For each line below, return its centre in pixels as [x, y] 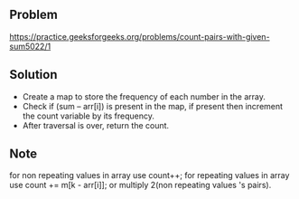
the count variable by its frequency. [89, 116]
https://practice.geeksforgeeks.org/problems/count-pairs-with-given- [140, 36]
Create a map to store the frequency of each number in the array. [144, 96]
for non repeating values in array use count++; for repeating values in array [149, 175]
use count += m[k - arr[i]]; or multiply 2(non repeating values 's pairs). [140, 185]
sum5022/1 [30, 46]
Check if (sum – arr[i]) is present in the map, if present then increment [152, 106]
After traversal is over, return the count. [96, 125]
